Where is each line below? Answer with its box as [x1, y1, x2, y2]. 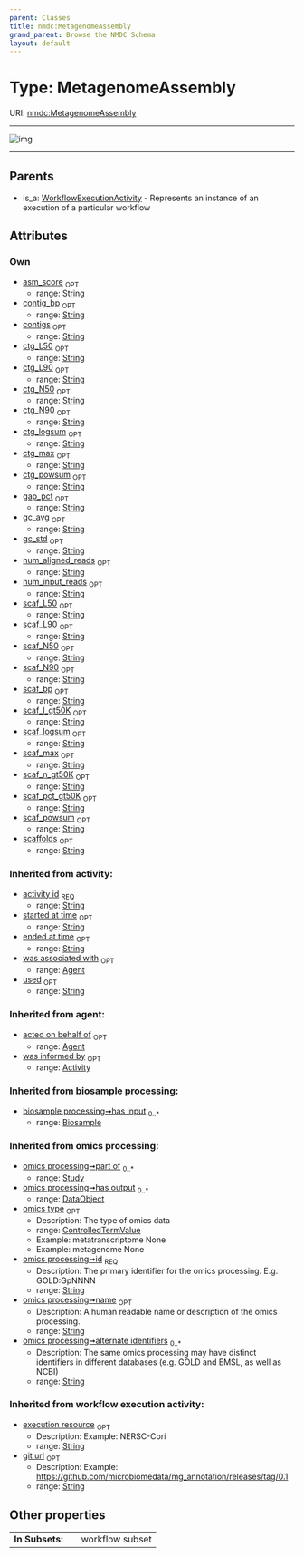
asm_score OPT [22, 276, 80, 289]
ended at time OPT [22, 931, 90, 944]
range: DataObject [35, 1193, 105, 1204]
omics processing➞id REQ [22, 1253, 119, 1266]
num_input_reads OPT [22, 576, 103, 589]
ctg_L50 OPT [22, 341, 70, 354]
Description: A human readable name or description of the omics [35, 1306, 278, 1317]
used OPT [22, 974, 58, 987]
